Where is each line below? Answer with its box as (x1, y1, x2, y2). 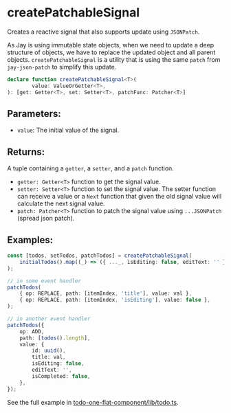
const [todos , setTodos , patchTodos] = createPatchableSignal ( (7, 252, 192, 259)
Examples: (7, 234, 54, 245)
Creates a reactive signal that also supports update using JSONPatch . (7, 27, 200, 36)
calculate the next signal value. (16, 199, 105, 208)
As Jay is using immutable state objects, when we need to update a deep (7, 41, 214, 49)
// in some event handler (7, 277, 81, 284)
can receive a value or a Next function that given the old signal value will (16, 192, 222, 201)
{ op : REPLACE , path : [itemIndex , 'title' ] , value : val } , (19, 290, 192, 297)
